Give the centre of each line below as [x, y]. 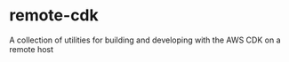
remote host [32, 49]
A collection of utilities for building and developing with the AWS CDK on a [145, 40]
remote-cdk [54, 15]
